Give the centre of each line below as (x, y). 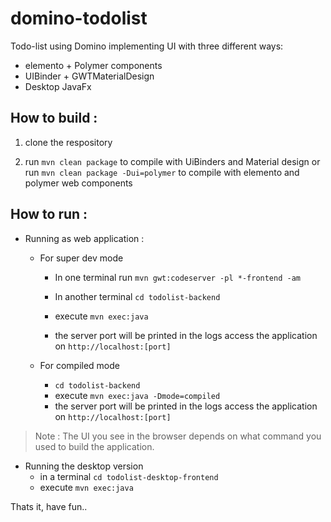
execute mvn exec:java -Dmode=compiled (137, 395)
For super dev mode (81, 258)
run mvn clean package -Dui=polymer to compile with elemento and (162, 172)
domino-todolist (79, 18)
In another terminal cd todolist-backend (137, 296)
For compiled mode (79, 365)
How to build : (54, 118)
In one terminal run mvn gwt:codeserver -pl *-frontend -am (177, 277)
